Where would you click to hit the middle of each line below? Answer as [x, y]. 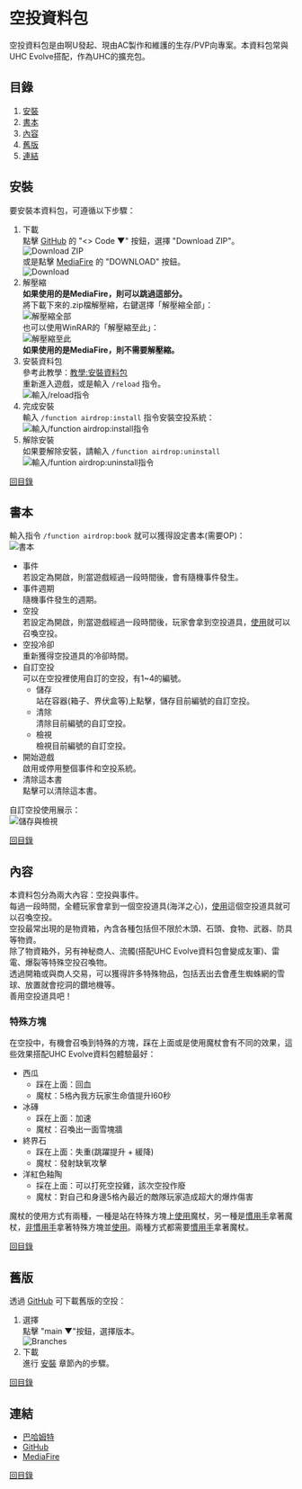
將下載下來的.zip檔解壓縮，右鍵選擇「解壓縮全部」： [118, 305]
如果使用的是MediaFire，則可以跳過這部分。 [104, 293]
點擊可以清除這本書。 [62, 791]
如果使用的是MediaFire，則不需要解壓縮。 [101, 350]
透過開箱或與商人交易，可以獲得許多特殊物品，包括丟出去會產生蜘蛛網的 [143, 973]
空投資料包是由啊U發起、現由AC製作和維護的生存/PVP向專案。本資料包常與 [149, 45]
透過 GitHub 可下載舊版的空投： [68, 1301]
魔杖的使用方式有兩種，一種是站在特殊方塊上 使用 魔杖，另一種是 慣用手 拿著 [147, 1216]
